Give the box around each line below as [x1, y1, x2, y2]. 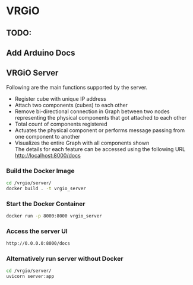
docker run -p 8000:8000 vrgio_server [6, 213, 102, 219]
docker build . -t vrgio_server [6, 185, 86, 191]
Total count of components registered [14, 120, 107, 127]
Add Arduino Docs [6, 47, 75, 57]
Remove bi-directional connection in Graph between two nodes [14, 108, 170, 115]
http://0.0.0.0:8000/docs [6, 241, 70, 246]
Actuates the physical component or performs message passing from [14, 126, 185, 134]
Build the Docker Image [6, 166, 75, 175]
